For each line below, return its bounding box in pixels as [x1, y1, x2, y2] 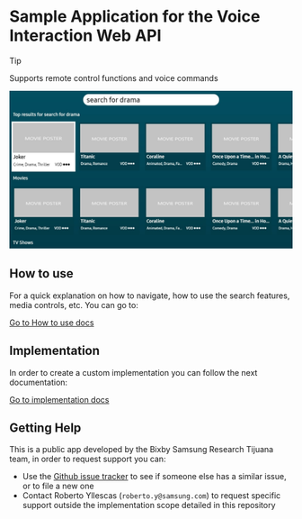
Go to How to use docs [9, 317, 94, 328]
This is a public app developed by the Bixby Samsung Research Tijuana [9, 444, 274, 455]
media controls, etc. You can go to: [9, 299, 139, 310]
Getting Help [9, 421, 82, 435]
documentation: [9, 377, 68, 387]
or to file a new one [22, 480, 94, 492]
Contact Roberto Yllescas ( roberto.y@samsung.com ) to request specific [22, 490, 281, 501]
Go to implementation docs [9, 394, 110, 405]
